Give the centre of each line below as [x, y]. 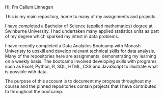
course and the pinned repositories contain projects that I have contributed [81, 86]
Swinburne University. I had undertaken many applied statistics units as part [82, 31]
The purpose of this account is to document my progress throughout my [78, 81]
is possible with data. [27, 72]
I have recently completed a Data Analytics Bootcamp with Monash [73, 46]
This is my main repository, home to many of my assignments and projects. [81, 16]
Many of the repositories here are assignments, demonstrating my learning [81, 56]
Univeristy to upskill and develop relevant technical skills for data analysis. [80, 51]
